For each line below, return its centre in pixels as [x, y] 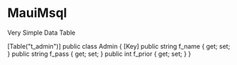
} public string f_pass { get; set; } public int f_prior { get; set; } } [99, 54]
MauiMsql [37, 13]
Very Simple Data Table [41, 32]
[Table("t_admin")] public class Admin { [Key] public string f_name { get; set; [119, 46]
